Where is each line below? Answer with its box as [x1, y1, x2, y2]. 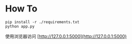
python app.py [5, 23, 35, 29]
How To [5, 3, 38, 14]
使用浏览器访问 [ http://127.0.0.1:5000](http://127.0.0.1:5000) [5, 33, 127, 39]
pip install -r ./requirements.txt [5, 19, 80, 24]
